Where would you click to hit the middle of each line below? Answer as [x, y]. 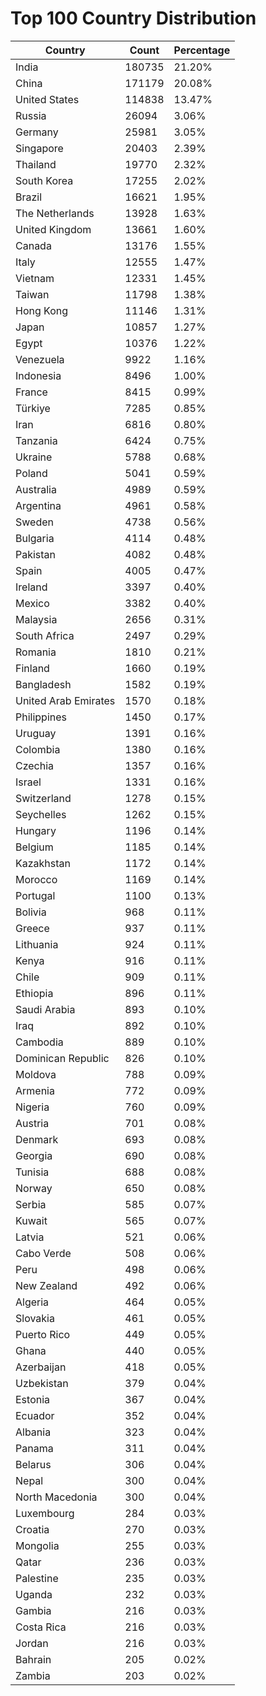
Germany [37, 132]
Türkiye [33, 408]
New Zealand [46, 1285]
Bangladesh [43, 684]
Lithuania [37, 944]
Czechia [35, 765]
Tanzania [36, 440]
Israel [28, 782]
